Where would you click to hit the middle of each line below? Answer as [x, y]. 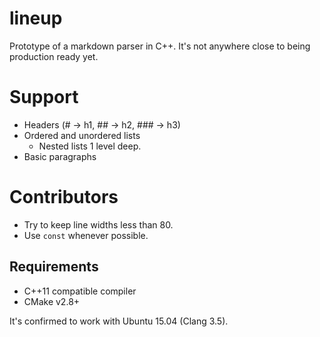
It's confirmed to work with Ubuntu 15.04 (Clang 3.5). [119, 321]
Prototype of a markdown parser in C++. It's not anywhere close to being [160, 46]
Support [44, 97]
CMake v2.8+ [52, 301]
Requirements [54, 267]
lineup [36, 18]
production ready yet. [54, 56]
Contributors [64, 197]
